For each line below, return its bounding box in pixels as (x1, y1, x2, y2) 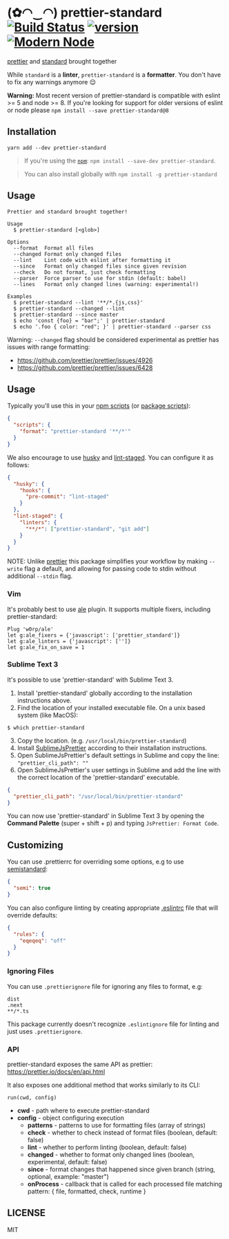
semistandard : (7, 865, 48, 873)
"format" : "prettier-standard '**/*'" (19, 428, 131, 435)
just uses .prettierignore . (7, 1027, 83, 1035)
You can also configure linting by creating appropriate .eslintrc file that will (7, 904, 219, 912)
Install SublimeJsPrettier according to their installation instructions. (17, 743, 208, 752)
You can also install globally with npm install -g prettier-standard (23, 169, 217, 178)
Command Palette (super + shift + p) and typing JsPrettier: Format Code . (7, 819, 219, 828)
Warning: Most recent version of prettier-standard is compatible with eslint (7, 91, 221, 100)
